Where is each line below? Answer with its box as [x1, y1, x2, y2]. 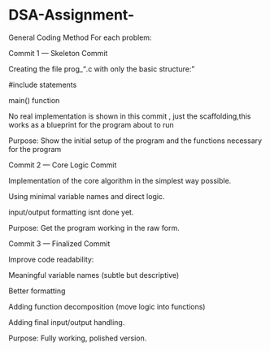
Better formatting [8, 286, 66, 296]
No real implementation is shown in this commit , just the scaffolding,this [8, 111, 251, 121]
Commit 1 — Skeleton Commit [8, 48, 108, 58]
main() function [8, 95, 60, 105]
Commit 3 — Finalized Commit [8, 238, 111, 249]
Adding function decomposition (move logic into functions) [8, 301, 206, 311]
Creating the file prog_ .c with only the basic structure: [8, 63, 192, 74]
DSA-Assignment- [8, 6, 135, 24]
